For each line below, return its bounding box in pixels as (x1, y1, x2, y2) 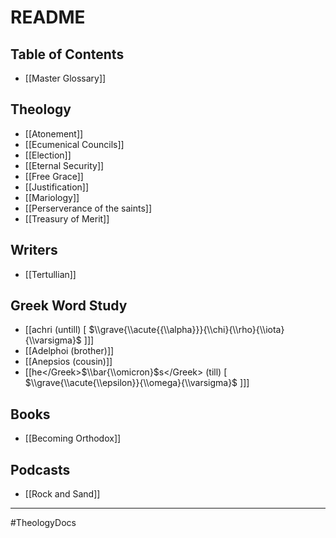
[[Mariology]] (24, 191, 80, 203)
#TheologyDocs (10, 517, 77, 529)
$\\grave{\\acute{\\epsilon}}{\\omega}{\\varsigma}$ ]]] (24, 377, 250, 389)
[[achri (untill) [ (24, 324, 87, 336)
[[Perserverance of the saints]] (24, 202, 153, 214)
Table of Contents (10, 46, 125, 63)
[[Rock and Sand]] (24, 488, 101, 500)
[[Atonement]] (24, 127, 84, 140)
